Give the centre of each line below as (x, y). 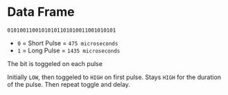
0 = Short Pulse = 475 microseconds (68, 43)
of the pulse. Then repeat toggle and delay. (69, 84)
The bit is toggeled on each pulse (55, 63)
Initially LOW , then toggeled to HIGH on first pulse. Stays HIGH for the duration (114, 77)
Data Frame (41, 12)
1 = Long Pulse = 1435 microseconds (69, 50)
